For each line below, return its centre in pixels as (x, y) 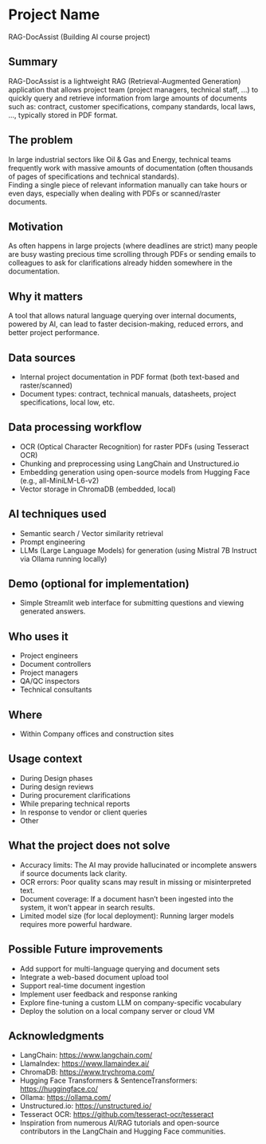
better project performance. (54, 333)
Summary (33, 62)
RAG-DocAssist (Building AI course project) (79, 37)
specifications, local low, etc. (67, 402)
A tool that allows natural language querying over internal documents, (123, 316)
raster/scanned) (46, 385)
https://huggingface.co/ (59, 1089)
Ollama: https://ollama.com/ (65, 1098)
